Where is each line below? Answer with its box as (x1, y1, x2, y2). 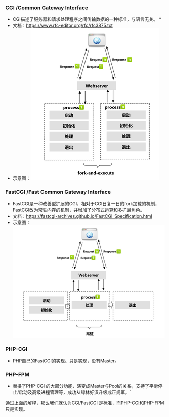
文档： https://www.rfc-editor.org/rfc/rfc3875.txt (12, 22, 113, 29)
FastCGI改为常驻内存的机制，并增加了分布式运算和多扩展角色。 (12, 207, 145, 213)
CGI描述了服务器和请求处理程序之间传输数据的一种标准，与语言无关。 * (12, 16, 162, 22)
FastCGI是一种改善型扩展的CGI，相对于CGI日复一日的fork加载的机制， (12, 200, 160, 206)
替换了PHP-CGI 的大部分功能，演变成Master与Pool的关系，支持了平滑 (12, 383, 158, 389)
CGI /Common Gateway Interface (5, 4, 89, 11)
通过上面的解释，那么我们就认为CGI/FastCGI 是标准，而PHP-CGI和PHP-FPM (5, 400, 164, 406)
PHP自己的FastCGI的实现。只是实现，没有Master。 (12, 358, 120, 364)
